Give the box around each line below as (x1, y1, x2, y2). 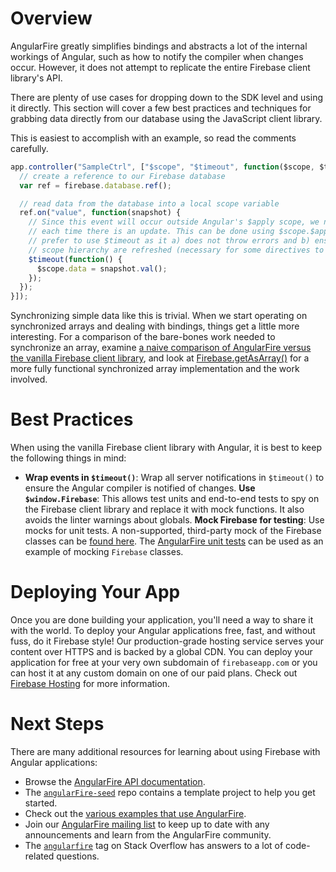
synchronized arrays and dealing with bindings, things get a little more (10, 320, 300, 332)
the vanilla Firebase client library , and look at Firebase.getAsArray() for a (10, 352, 310, 364)
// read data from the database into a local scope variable (19, 198, 280, 209)
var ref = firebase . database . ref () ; (19, 180, 172, 191)
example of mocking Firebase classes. (24, 546, 184, 558)
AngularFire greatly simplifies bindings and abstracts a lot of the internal (10, 40, 308, 52)
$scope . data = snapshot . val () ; (36, 263, 168, 274)
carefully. (10, 142, 49, 154)
